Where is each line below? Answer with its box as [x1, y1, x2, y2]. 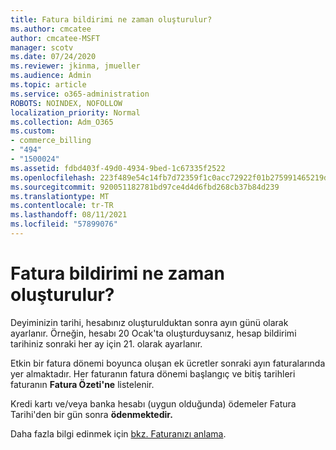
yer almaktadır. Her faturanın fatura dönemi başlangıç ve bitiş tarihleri [10, 367, 296, 380]
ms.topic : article [10, 80, 87, 90]
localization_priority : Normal [10, 107, 141, 118]
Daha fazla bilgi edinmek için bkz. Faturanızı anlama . [10, 427, 227, 440]
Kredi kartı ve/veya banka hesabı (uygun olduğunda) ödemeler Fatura [10, 397, 297, 410]
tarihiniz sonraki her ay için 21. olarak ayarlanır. [10, 337, 203, 350]
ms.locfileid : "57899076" [10, 219, 118, 230]
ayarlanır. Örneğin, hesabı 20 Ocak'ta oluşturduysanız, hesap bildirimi [10, 327, 297, 339]
